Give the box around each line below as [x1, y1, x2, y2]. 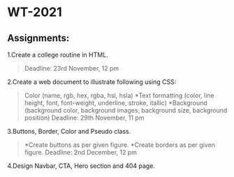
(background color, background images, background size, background [24, 106, 228, 114]
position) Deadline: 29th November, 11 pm [24, 113, 145, 122]
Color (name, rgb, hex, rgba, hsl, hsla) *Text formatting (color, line [24, 92, 214, 99]
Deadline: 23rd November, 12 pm [24, 64, 119, 72]
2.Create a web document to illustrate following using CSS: [7, 78, 177, 86]
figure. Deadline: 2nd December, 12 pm [24, 148, 138, 156]
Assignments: [7, 32, 70, 44]
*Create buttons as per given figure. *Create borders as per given [24, 141, 215, 149]
